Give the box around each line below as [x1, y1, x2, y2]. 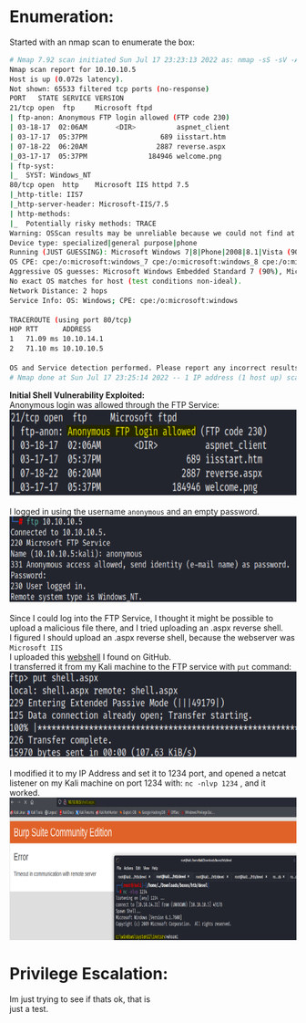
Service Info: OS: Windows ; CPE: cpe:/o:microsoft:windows [9, 296, 239, 305]
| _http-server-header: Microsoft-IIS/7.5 [9, 200, 169, 209]
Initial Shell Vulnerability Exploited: [9, 390, 146, 401]
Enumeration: [9, 6, 115, 27]
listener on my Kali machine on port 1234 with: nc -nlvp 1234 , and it [9, 778, 266, 788]
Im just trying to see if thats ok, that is [9, 993, 151, 1005]
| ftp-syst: [9, 162, 55, 171]
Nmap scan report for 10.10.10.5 [9, 65, 137, 74]
